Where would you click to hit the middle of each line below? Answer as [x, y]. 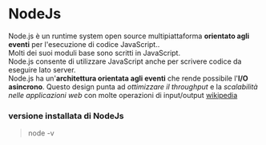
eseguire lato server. [42, 69]
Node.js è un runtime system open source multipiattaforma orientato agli [129, 36]
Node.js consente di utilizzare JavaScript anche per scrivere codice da [125, 61]
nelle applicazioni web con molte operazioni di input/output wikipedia [123, 95]
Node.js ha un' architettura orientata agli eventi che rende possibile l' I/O [128, 78]
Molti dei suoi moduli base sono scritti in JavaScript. [95, 53]
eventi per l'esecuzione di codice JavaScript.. [84, 44]
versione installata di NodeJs [66, 116]
